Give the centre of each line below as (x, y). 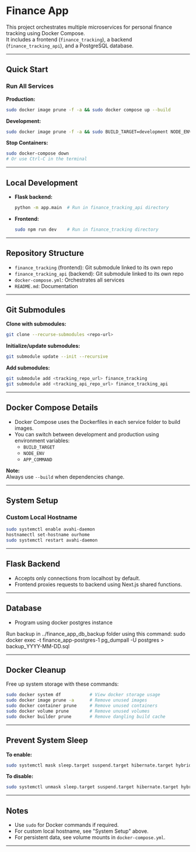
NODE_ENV (34, 453)
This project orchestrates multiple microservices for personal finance (89, 27)
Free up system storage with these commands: (62, 684)
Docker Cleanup (36, 670)
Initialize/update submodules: (43, 346)
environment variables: (42, 440)
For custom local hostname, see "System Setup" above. (81, 831)
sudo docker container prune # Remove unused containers (82, 706)
